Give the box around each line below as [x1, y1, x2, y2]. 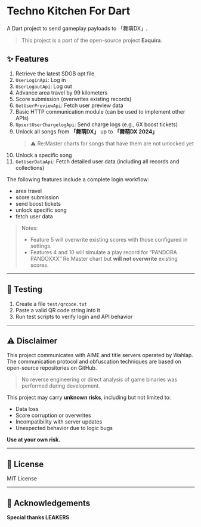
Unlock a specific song [15, 151, 72, 159]
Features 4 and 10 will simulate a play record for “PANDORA [30, 248, 178, 255]
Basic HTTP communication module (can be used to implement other [15, 108, 185, 115]
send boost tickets [15, 200, 61, 207]
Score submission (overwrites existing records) [15, 95, 132, 102]
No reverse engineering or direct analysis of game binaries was [21, 376, 178, 383]
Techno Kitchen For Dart [7, 4, 131, 18]
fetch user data [15, 212, 53, 220]
